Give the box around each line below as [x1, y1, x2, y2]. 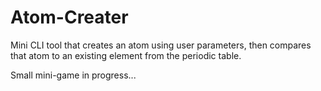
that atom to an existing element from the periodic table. [10, 49, 242, 61]
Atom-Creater [10, 6, 129, 29]
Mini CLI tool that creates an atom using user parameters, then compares [10, 39, 312, 51]
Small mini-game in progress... [10, 69, 137, 81]
